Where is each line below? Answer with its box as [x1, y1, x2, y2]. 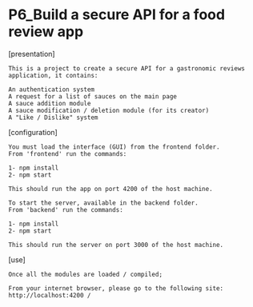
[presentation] [8, 49, 55, 58]
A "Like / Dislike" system [8, 114, 98, 122]
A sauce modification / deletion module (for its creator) [8, 106, 210, 114]
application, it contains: [8, 71, 98, 79]
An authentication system [8, 86, 94, 94]
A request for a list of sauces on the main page [8, 92, 178, 101]
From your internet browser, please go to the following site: [8, 284, 224, 293]
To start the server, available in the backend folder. [8, 198, 199, 207]
